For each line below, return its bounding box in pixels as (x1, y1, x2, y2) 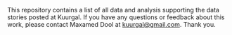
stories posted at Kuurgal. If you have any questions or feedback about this (7, 13, 225, 21)
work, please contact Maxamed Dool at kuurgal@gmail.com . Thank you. (7, 21, 216, 28)
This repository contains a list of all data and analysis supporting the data (7, 6, 220, 14)
